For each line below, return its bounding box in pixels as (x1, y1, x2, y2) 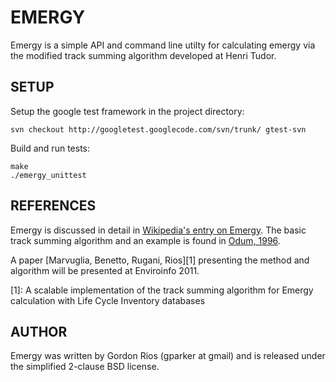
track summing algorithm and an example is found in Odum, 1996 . (10, 234, 281, 246)
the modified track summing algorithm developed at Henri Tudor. (10, 49, 277, 61)
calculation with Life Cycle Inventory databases (10, 294, 206, 306)
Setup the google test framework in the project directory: (10, 105, 245, 117)
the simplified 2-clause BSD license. (10, 361, 160, 373)
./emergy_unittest (10, 170, 87, 180)
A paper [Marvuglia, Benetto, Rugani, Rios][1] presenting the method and (10, 254, 310, 266)
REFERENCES (10, 197, 97, 215)
